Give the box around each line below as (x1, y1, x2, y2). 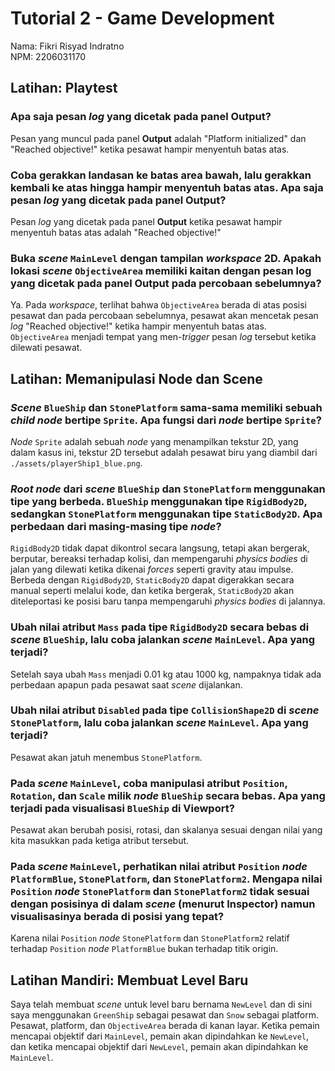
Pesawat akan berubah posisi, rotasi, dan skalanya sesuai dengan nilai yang (10, 824, 323, 836)
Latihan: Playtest (10, 80, 118, 97)
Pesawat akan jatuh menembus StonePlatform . (10, 751, 203, 763)
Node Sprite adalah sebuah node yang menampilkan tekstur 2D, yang (10, 435, 299, 447)
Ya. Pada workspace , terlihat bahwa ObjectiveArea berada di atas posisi (10, 299, 307, 311)
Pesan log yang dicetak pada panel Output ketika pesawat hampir (10, 215, 283, 227)
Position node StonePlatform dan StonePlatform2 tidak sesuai (10, 885, 310, 899)
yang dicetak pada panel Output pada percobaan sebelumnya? (10, 276, 322, 290)
